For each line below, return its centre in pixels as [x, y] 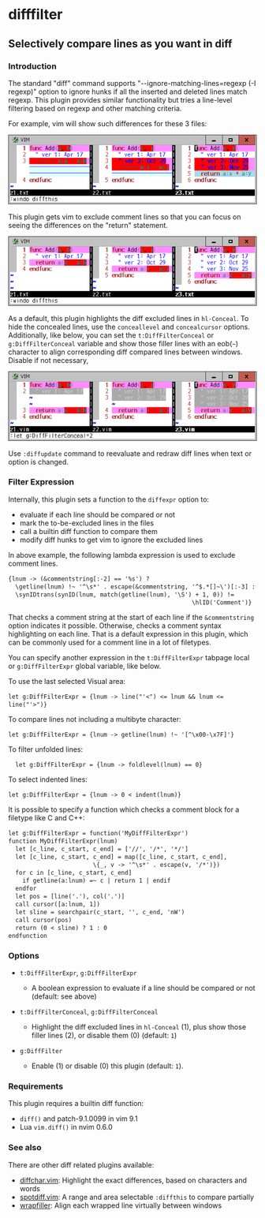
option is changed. [39, 461]
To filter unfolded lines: [46, 749]
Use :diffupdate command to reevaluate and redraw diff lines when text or [130, 453]
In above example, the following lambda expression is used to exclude [122, 555]
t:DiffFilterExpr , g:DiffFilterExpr [78, 973]
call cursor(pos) [44, 920]
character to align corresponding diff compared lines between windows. [125, 352]
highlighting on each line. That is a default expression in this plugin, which [128, 633]
